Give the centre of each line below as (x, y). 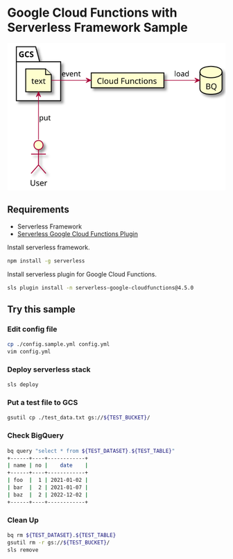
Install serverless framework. (49, 247)
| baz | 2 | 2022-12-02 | (48, 494)
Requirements (38, 210)
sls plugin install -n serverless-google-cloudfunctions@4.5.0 (101, 287)
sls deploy (23, 385)
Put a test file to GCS (43, 403)
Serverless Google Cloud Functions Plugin (78, 233)
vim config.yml (29, 352)
